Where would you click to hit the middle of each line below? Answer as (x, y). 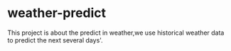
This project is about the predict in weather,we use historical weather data (116, 33)
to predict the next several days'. (55, 40)
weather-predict (57, 13)
